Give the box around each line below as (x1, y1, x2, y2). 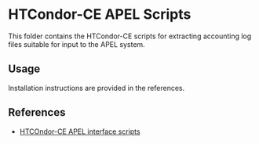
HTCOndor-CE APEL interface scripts (19, 127, 140, 136)
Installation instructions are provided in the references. (8, 83, 185, 92)
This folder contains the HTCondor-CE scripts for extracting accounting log (8, 31, 252, 41)
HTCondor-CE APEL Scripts (8, 5, 192, 23)
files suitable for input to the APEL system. (8, 39, 145, 49)
